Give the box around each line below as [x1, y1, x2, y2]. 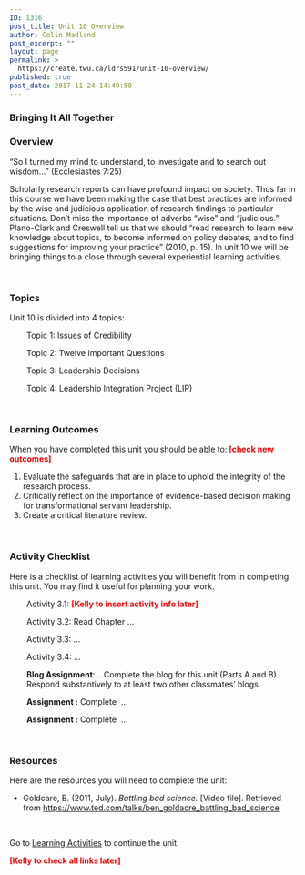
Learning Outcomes [9, 423, 99, 436]
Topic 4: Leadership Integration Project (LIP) [26, 383, 193, 394]
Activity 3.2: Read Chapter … [26, 616, 135, 626]
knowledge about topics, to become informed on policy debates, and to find [9, 231, 294, 242]
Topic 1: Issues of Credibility [26, 330, 132, 341]
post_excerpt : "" [9, 38, 76, 48]
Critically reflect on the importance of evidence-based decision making [22, 491, 290, 502]
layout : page [9, 47, 59, 56]
